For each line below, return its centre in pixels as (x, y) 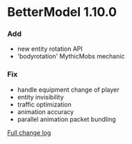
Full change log (29, 132)
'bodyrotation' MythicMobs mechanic (71, 56)
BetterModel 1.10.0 (62, 12)
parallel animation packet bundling (66, 119)
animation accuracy (46, 111)
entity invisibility (40, 97)
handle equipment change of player (68, 89)
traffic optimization (44, 104)
